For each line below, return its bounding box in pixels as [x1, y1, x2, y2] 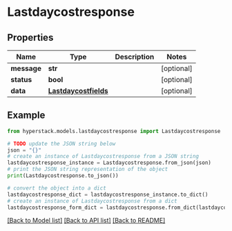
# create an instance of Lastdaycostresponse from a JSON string [7, 153, 199, 160]
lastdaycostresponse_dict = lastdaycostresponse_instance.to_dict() [7, 191, 209, 198]
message [10, 63, 41, 73]
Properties [7, 32, 54, 43]
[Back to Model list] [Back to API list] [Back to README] [7, 217, 166, 225]
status [10, 75, 32, 84]
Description [115, 52, 155, 61]
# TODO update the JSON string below [7, 140, 116, 147]
